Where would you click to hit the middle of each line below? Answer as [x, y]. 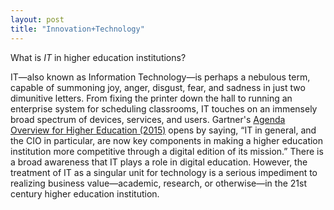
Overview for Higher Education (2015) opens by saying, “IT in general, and [163, 130]
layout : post [37, 19]
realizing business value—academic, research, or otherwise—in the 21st [158, 183]
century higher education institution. [85, 193]
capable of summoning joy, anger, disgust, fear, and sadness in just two [158, 87]
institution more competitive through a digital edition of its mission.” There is [167, 151]
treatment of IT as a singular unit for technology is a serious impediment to [164, 172]
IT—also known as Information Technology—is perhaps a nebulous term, [160, 77]
